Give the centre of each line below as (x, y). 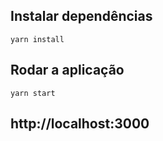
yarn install (37, 39)
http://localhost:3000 (80, 124)
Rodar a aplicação (67, 70)
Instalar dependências (81, 16)
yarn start (33, 93)
